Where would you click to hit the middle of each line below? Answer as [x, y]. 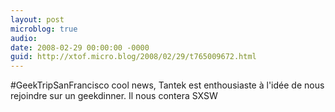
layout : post [37, 19]
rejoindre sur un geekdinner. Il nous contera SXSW [114, 96]
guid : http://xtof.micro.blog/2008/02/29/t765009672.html [133, 57]
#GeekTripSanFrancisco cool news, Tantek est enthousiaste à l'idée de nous [167, 85]
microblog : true [44, 29]
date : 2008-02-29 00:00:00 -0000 [80, 47]
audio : [24, 38]
